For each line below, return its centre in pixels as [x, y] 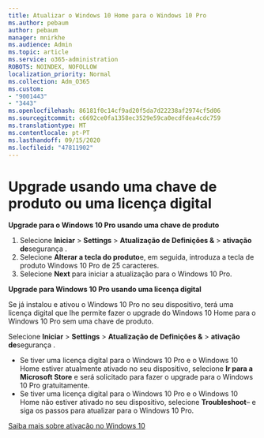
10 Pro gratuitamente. [55, 386]
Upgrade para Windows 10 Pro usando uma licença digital [105, 290]
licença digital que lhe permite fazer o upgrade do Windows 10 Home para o [132, 313]
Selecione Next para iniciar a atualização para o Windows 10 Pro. [126, 274]
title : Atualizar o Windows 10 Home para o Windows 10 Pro [107, 15]
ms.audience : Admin [40, 45]
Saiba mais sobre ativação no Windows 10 [77, 426]
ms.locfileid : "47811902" [51, 148]
